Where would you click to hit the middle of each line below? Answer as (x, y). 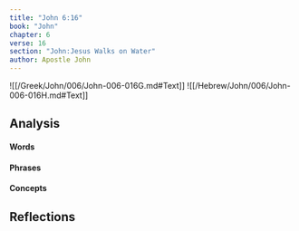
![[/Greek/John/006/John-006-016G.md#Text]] (97, 86)
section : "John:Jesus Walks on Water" (82, 52)
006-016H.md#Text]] (49, 95)
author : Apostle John (50, 60)
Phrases (25, 168)
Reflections (43, 217)
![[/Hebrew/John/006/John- (239, 86)
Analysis (35, 124)
